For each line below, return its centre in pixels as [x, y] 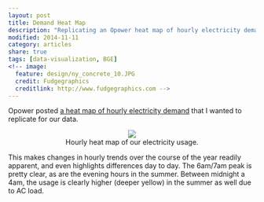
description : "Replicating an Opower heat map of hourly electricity [125, 30]
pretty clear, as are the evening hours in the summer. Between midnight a [126, 174]
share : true [27, 52]
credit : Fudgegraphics [52, 81]
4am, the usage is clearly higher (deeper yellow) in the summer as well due [130, 182]
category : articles [40, 45]
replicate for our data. [43, 119]
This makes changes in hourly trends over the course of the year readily [125, 157]
